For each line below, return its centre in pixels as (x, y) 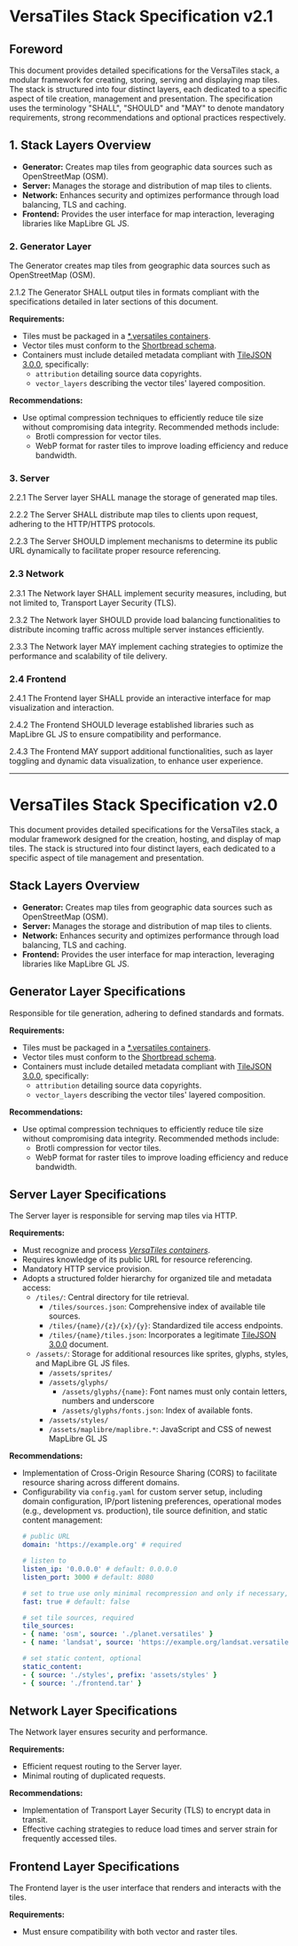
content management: (63, 1520)
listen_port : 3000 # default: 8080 (88, 1577)
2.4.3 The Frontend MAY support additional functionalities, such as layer (141, 751)
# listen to (44, 1561)
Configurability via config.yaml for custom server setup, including (142, 1492)
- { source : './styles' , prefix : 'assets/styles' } (119, 1674)
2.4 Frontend (38, 679)
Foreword (36, 49)
